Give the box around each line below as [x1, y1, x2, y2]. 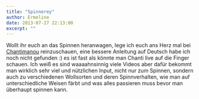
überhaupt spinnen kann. [6, 86, 68, 93]
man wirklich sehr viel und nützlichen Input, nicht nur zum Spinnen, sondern [6, 67, 194, 75]
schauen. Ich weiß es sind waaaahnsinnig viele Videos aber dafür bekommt [6, 61, 192, 68]
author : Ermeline [6, 14, 50, 20]
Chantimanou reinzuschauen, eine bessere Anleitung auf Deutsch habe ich [6, 48, 191, 55]
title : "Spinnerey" [6, 8, 55, 15]
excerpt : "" [6, 25, 36, 32]
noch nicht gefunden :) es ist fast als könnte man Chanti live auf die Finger [6, 54, 189, 61]
